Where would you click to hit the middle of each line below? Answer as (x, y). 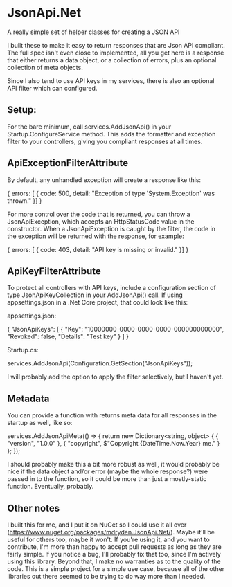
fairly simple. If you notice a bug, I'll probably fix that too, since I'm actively (114, 554)
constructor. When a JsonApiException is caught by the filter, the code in (111, 228)
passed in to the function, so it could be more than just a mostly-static (107, 479)
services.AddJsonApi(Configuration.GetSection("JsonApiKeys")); (100, 363)
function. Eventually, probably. (51, 487)
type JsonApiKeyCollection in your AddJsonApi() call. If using (95, 295)
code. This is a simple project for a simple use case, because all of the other (116, 569)
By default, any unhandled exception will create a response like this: (104, 180)
